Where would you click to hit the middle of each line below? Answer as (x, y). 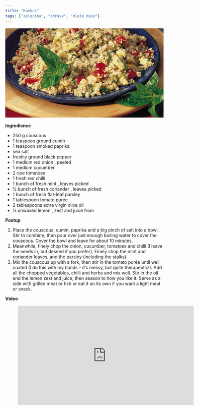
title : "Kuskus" (22, 11)
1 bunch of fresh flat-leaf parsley (46, 194)
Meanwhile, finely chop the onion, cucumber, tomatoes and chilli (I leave (87, 246)
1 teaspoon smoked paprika (41, 146)
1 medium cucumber (34, 167)
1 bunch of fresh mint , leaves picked (51, 184)
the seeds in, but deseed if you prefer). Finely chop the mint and (79, 251)
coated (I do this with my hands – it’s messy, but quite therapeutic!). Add (87, 268)
